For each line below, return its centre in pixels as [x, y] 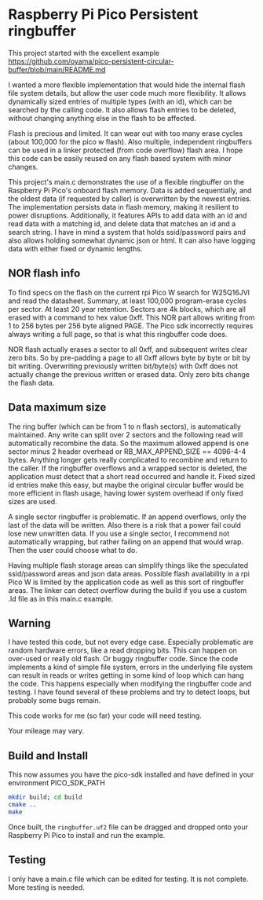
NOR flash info [44, 274]
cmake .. [22, 805]
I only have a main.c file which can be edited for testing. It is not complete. [128, 879]
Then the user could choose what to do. [73, 550]
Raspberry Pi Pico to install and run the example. [87, 835]
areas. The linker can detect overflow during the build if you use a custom [128, 590]
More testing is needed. [46, 887]
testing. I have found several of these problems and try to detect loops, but [129, 692]
